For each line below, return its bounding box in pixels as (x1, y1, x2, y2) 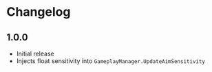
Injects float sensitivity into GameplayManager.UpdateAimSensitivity (16, 57, 206, 65)
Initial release (16, 49, 54, 58)
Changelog (6, 4, 71, 20)
